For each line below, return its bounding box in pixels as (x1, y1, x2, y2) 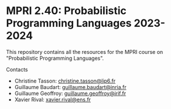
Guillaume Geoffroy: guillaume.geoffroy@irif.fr (14, 90, 126, 97)
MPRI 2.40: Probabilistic (6, 4, 127, 18)
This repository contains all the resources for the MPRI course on (6, 48, 163, 55)
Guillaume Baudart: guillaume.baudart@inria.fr (14, 83, 127, 90)
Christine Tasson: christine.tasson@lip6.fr (14, 77, 116, 84)
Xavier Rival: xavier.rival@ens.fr (14, 96, 91, 103)
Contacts (6, 66, 28, 73)
